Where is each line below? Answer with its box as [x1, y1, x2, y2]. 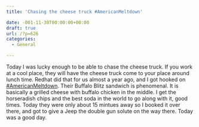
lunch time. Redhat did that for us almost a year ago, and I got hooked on [6, 76, 186, 83]
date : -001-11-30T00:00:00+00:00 [6, 19, 90, 26]
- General [11, 42, 36, 48]
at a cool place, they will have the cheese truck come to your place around [6, 70, 190, 76]
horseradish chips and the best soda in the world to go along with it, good [6, 95, 188, 102]
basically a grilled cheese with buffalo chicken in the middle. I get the [6, 89, 176, 95]
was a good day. [6, 114, 47, 121]
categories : [6, 36, 36, 42]
